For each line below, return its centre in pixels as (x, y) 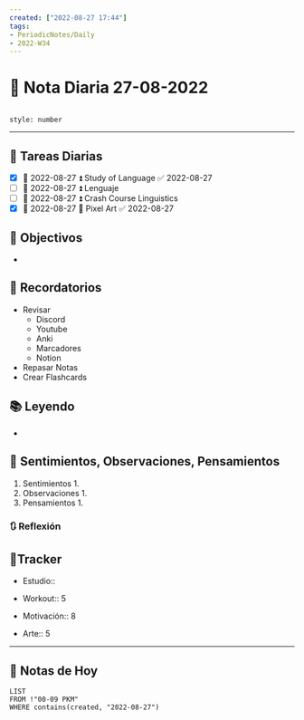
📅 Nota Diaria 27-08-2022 (109, 88)
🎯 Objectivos (46, 238)
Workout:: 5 (44, 599)
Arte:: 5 (36, 634)
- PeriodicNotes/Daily (52, 34)
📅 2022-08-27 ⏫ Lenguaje (71, 188)
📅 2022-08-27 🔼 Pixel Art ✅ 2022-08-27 (98, 208)
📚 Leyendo (42, 407)
